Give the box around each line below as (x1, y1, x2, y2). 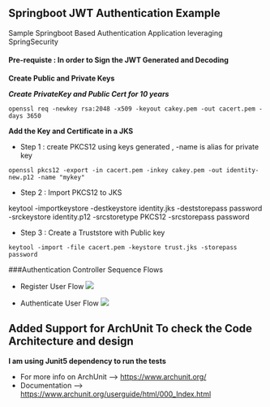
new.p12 (8, 174, 35, 182)
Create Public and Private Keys (8, 73, 115, 84)
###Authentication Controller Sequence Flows (8, 265, 164, 275)
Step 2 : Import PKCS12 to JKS (19, 188, 122, 197)
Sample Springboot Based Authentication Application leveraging (8, 28, 223, 37)
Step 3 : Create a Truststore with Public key (19, 227, 165, 238)
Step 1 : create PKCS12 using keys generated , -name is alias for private (19, 142, 259, 152)
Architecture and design (8, 335, 134, 349)
